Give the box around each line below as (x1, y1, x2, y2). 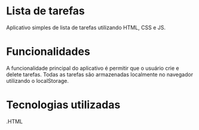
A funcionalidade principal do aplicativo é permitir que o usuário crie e (6, 64, 179, 72)
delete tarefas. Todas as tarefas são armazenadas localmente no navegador (6, 70, 193, 78)
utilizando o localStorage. (6, 77, 69, 84)
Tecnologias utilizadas (6, 98, 121, 112)
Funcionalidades (6, 45, 91, 58)
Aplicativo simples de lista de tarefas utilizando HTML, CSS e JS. (6, 24, 166, 31)
